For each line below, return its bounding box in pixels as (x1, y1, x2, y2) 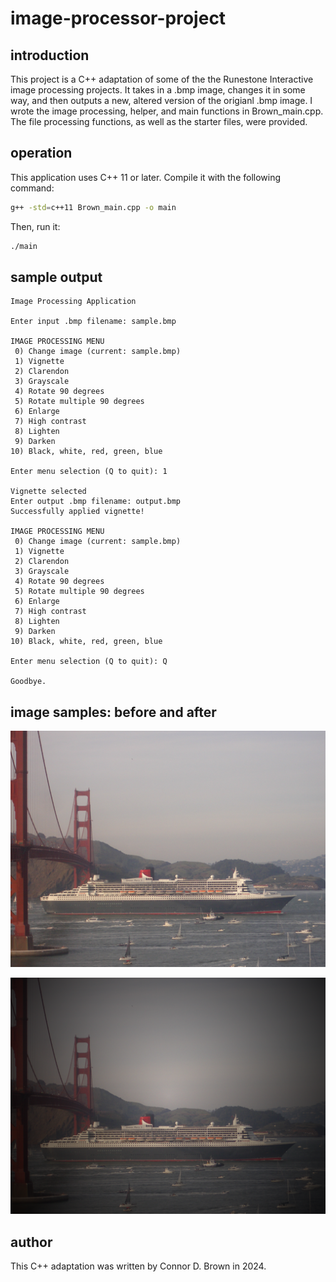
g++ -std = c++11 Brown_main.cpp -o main (10, 202, 177, 212)
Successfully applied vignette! (10, 507, 145, 517)
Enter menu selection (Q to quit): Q (10, 657, 168, 667)
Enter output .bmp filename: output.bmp (10, 497, 182, 507)
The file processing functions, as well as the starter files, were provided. (10, 116, 308, 127)
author (10, 1233, 53, 1251)
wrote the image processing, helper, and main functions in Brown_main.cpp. (10, 105, 324, 117)
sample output (10, 268, 103, 286)
